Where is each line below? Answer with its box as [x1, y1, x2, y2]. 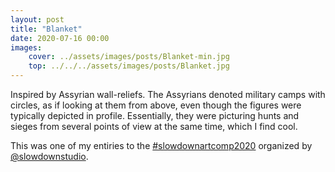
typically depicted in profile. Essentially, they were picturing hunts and [10, 110, 300, 121]
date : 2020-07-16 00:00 [10, 33, 110, 43]
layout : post [10, 14, 65, 25]
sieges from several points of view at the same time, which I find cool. [10, 121, 298, 132]
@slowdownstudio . [10, 151, 89, 162]
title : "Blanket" [10, 24, 83, 34]
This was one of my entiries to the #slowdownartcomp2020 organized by [10, 140, 313, 151]
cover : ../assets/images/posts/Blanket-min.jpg [28, 52, 230, 62]
